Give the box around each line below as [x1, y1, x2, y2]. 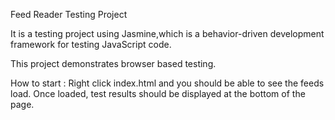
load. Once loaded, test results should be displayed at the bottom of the [10, 88, 306, 99]
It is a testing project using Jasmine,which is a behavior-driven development [10, 28, 325, 39]
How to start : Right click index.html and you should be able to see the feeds [10, 77, 325, 89]
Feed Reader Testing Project [10, 9, 128, 20]
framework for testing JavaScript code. [10, 39, 172, 50]
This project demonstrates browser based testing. [10, 58, 217, 69]
